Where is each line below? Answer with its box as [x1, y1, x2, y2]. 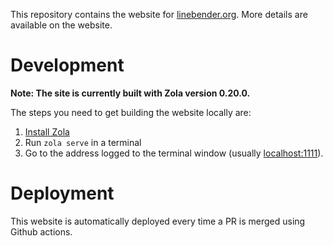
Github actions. [10, 225, 73, 238]
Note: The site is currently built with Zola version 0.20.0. [10, 87, 251, 99]
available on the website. [10, 19, 113, 31]
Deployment [10, 182, 115, 205]
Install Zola [24, 125, 70, 138]
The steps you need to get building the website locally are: [10, 106, 252, 118]
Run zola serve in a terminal [24, 136, 142, 148]
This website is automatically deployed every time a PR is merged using [10, 215, 306, 227]
